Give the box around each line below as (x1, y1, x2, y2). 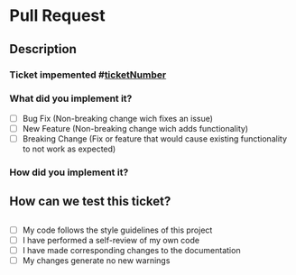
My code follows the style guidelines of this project (22, 225, 213, 235)
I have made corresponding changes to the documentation (22, 244, 241, 255)
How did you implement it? (9, 166, 129, 179)
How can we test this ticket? (9, 194, 171, 209)
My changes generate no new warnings (22, 254, 171, 266)
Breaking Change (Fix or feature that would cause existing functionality (22, 133, 287, 144)
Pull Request (9, 5, 106, 26)
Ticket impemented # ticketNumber (9, 69, 167, 81)
